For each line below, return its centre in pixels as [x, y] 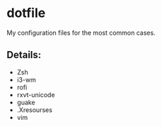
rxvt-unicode [36, 94]
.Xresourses [34, 110]
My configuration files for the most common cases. [81, 33]
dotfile [26, 13]
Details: [24, 55]
